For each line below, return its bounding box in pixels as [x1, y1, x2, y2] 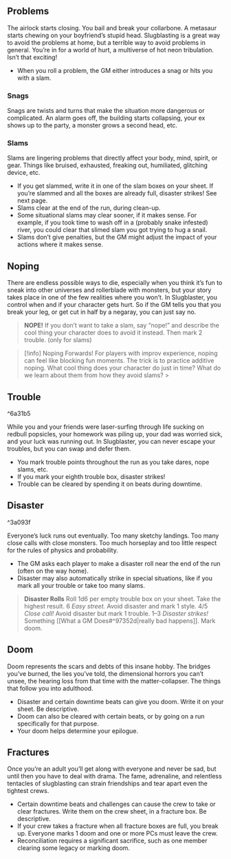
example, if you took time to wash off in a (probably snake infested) [16, 218, 208, 226]
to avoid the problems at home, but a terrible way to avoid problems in [7, 38, 206, 47]
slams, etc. [16, 465, 48, 474]
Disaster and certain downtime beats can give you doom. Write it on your [16, 697, 224, 706]
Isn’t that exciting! [7, 53, 58, 61]
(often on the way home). [16, 566, 89, 575]
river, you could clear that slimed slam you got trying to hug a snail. [16, 226, 208, 234]
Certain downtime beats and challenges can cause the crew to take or [16, 800, 216, 808]
